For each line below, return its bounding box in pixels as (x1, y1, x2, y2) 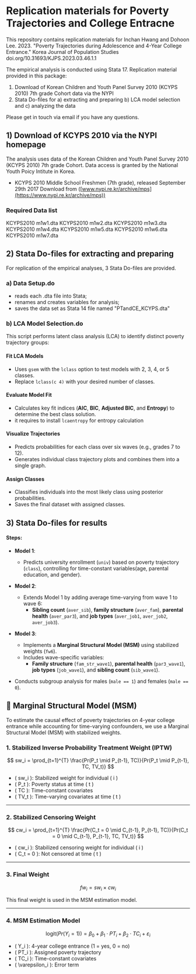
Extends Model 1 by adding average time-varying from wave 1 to (23, 594, 178, 601)
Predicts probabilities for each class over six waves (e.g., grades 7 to (14, 444, 181, 451)
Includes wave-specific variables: (23, 653, 104, 660)
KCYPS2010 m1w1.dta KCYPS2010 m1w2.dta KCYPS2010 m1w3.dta (6, 220, 167, 227)
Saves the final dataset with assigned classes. (14, 501, 125, 508)
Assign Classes (6, 475, 45, 482)
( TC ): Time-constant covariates (14, 786, 93, 793)
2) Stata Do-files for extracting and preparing (6, 249, 174, 259)
